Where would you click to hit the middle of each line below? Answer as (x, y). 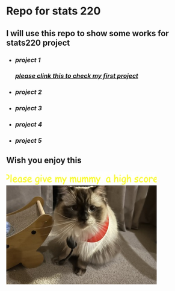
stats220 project (38, 42)
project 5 (28, 141)
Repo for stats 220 (54, 11)
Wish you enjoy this (44, 160)
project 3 (28, 108)
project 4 (29, 125)
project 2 (28, 92)
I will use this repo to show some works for (88, 33)
